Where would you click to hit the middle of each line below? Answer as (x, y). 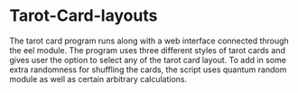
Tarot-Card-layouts (84, 16)
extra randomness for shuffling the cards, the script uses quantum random (148, 70)
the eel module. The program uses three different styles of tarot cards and (148, 50)
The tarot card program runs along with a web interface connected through (149, 41)
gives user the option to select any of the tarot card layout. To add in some (148, 60)
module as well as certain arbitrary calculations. (98, 79)
